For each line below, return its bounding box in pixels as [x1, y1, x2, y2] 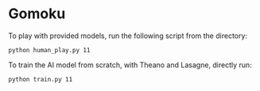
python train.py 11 [8, 75, 73, 83]
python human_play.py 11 [8, 46, 91, 54]
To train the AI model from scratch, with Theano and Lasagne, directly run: [8, 60, 252, 70]
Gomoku [8, 5, 66, 23]
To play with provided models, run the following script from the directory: [8, 31, 248, 40]
